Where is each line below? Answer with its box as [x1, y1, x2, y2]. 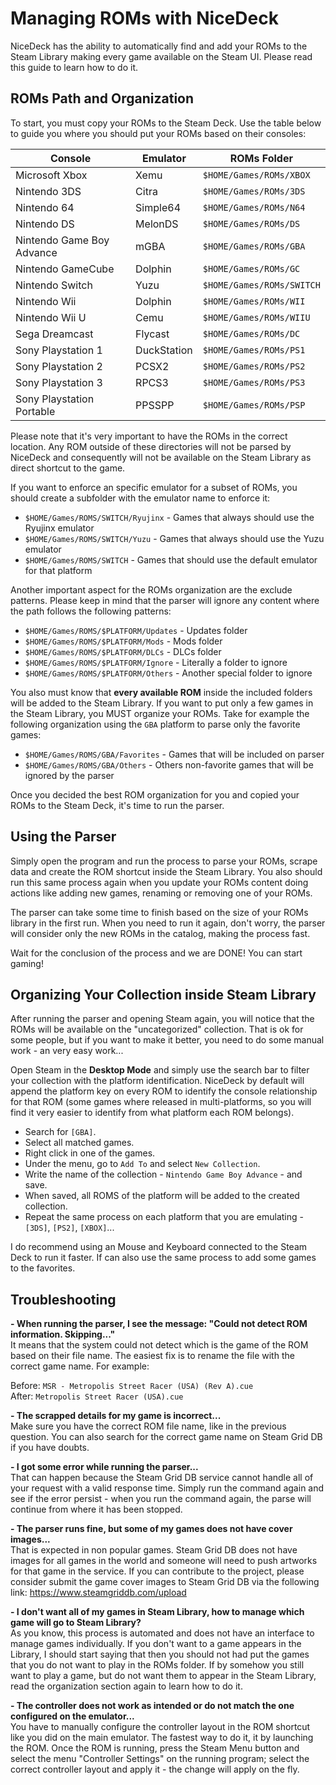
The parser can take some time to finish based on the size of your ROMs [10, 906, 309, 918]
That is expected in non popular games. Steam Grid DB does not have [10, 1544, 298, 1556]
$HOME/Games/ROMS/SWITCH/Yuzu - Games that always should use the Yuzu [24, 532, 325, 544]
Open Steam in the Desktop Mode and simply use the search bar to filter [10, 1064, 310, 1076]
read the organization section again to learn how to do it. [10, 1680, 243, 1692]
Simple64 [135, 200, 181, 214]
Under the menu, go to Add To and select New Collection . [24, 1158, 261, 1170]
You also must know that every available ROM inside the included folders [10, 686, 313, 698]
